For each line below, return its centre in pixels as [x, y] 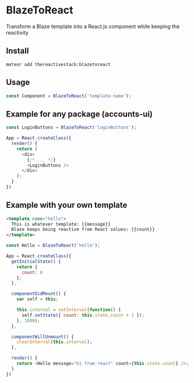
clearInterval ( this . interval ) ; [54, 342]
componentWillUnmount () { [43, 337]
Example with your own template [67, 205]
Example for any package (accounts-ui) [80, 114]
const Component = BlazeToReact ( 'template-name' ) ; [69, 96]
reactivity [17, 32]
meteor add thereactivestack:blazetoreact [58, 64]
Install [17, 51]
